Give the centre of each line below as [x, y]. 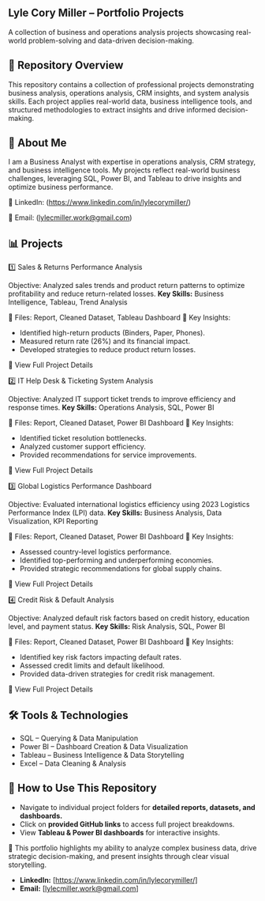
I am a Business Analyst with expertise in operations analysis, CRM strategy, [132, 162]
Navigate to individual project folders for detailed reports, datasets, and [137, 807]
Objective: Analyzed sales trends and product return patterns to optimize [127, 286]
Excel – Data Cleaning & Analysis [73, 763]
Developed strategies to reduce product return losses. [107, 350]
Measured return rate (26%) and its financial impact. [105, 341]
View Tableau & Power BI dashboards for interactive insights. [120, 832]
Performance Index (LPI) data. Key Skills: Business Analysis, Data [115, 513]
